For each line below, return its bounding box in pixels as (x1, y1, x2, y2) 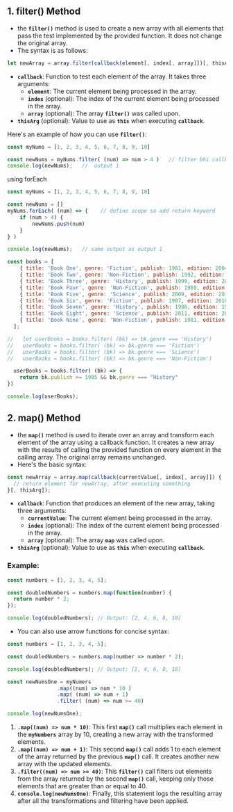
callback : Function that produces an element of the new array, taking (17, 499, 215, 507)
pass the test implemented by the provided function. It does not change (17, 31, 223, 40)
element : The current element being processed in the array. (27, 87, 197, 95)
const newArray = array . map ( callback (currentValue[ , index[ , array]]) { (7, 473, 222, 480)
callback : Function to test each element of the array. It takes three (17, 72, 207, 81)
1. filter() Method (7, 6, 81, 17)
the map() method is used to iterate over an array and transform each (17, 430, 214, 439)
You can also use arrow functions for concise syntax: (17, 627, 170, 635)
